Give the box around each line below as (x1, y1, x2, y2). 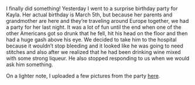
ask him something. (6, 61, 54, 68)
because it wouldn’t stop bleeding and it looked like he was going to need (6, 42, 183, 49)
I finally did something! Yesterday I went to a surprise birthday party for (6, 5, 178, 12)
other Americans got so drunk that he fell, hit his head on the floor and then (6, 30, 188, 37)
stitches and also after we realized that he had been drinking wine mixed (6, 49, 181, 55)
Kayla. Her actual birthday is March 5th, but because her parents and (6, 11, 173, 18)
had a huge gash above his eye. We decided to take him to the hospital (6, 36, 177, 43)
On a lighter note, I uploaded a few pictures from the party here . (6, 73, 160, 79)
